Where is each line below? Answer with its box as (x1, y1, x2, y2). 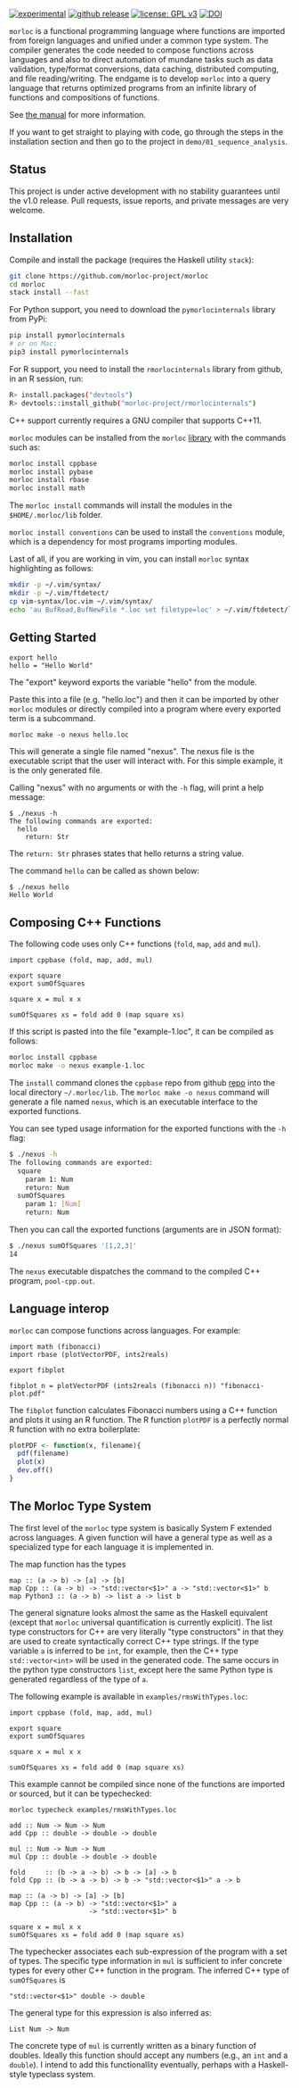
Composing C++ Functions (9, 915, 162, 930)
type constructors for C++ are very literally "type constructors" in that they (9, 1626, 284, 1637)
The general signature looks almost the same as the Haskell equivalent (9, 1607, 269, 1618)
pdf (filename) (17, 1449, 69, 1459)
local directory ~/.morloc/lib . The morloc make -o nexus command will (9, 1087, 270, 1097)
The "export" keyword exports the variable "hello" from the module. (9, 677, 258, 687)
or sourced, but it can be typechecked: (9, 1788, 152, 1799)
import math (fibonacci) (9, 1342, 101, 1352)
